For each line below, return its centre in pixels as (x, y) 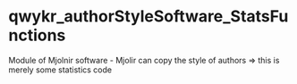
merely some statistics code (60, 70)
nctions (37, 35)
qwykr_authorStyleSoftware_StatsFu (148, 17)
